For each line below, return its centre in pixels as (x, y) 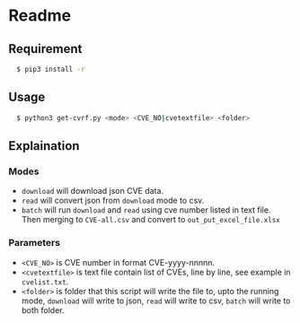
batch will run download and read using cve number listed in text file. (146, 210)
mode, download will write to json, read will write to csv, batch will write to (156, 301)
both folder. (43, 310)
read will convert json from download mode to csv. (113, 201)
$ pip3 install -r (51, 69)
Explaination (44, 146)
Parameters (34, 243)
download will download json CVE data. (92, 191)
